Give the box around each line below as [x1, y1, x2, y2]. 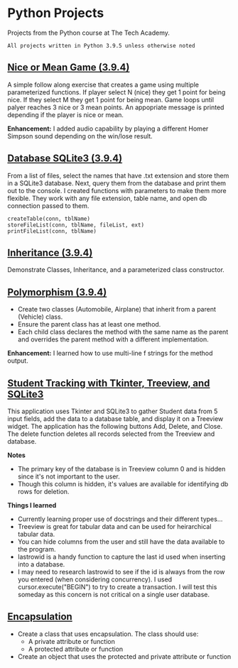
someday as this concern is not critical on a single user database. [17, 591, 210, 598]
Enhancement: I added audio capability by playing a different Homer [7, 124, 209, 133]
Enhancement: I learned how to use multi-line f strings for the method [7, 349, 213, 358]
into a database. [17, 560, 65, 569]
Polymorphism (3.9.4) [7, 286, 107, 298]
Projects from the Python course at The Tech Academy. [7, 28, 171, 37]
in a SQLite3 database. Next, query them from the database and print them [7, 179, 226, 187]
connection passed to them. [7, 201, 90, 210]
